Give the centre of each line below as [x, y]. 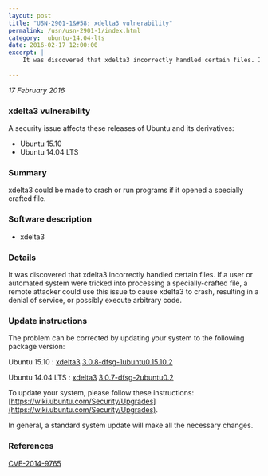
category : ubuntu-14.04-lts [57, 38]
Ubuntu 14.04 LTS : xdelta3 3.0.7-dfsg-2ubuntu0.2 [91, 378]
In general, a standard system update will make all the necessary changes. [131, 425]
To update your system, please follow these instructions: [101, 393]
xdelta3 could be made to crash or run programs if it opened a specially [126, 190]
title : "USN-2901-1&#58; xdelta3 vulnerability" [91, 23]
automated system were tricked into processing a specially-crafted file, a [128, 283]
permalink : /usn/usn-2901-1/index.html [75, 30]
